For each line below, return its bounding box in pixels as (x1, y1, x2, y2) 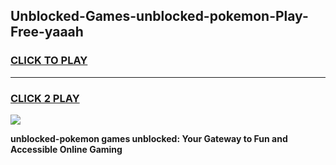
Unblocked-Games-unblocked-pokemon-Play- (10, 8, 309, 25)
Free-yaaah (10, 24, 84, 41)
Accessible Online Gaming (10, 143, 123, 155)
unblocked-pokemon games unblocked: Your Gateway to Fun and (10, 132, 288, 144)
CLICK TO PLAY (10, 54, 88, 68)
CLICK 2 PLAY (10, 91, 80, 105)
